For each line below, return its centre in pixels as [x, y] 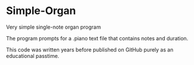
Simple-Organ [41, 11]
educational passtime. [33, 56]
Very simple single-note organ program [54, 27]
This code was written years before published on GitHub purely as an [90, 49]
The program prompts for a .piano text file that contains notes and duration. [97, 38]
